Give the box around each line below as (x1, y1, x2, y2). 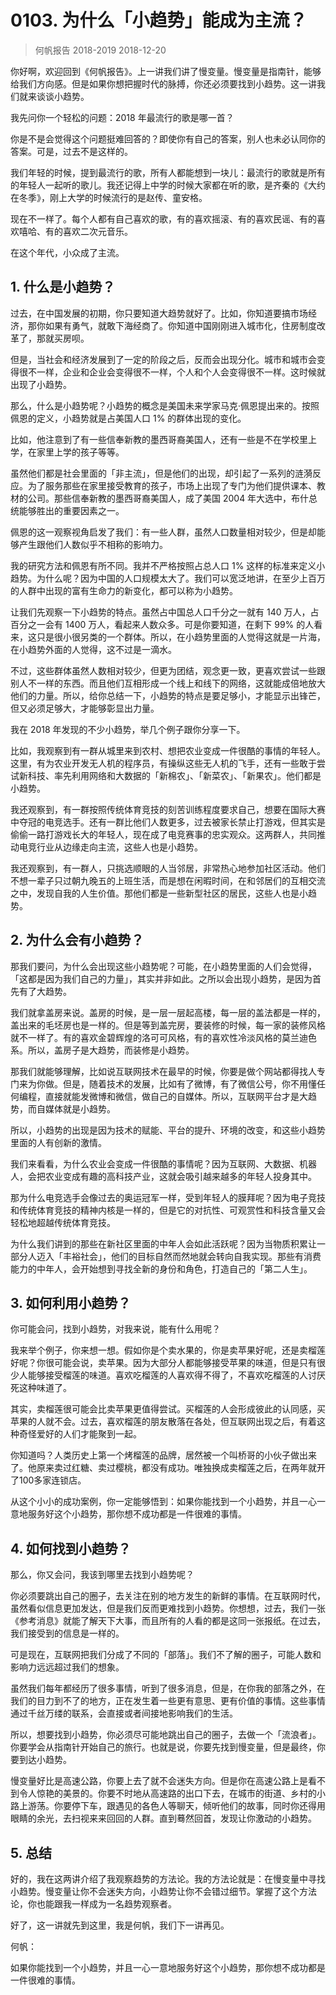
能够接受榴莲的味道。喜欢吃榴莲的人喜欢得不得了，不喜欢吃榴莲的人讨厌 (27, 1369, 326, 1381)
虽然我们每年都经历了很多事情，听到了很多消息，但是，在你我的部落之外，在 (10, 1682, 326, 1695)
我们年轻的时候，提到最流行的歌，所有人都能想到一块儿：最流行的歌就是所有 (10, 166, 326, 178)
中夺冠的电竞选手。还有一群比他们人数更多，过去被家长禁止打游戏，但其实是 (10, 816, 326, 828)
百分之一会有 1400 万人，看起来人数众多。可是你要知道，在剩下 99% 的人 (10, 618, 315, 630)
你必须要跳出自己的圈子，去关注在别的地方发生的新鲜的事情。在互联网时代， (10, 1590, 326, 1602)
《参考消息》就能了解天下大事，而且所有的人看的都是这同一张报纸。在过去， (10, 1615, 326, 1627)
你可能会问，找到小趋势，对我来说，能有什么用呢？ (10, 1323, 221, 1335)
